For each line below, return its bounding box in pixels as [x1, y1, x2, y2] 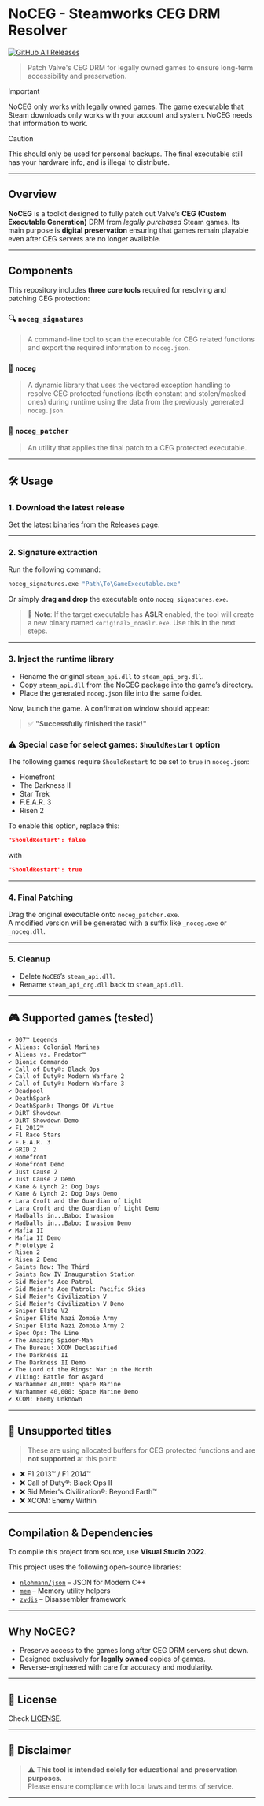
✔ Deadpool [8, 1088, 44, 1095]
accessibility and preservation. [27, 71, 127, 80]
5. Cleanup [8, 953, 51, 965]
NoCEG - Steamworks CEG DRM [8, 5, 221, 23]
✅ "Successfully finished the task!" [27, 718, 147, 728]
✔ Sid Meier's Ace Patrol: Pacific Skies [8, 1285, 146, 1293]
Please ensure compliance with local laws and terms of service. [27, 1782, 234, 1791]
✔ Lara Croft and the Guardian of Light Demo [8, 1204, 159, 1213]
